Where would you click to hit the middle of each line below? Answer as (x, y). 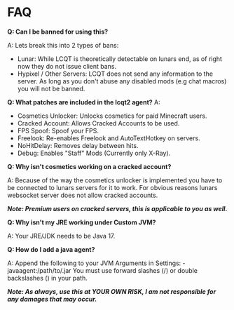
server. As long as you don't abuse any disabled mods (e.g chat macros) (122, 81)
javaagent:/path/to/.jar (39, 270)
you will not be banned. (51, 88)
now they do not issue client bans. (67, 66)
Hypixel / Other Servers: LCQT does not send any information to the (115, 74)
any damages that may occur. (52, 299)
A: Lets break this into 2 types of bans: (63, 45)
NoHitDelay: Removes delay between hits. (78, 145)
